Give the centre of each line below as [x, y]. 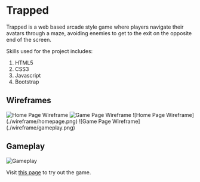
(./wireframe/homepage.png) [42, 121]
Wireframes [29, 101]
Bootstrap [27, 82]
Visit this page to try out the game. [49, 172]
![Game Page [95, 121]
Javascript [28, 75]
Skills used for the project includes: [50, 51]
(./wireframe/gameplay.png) [41, 127]
